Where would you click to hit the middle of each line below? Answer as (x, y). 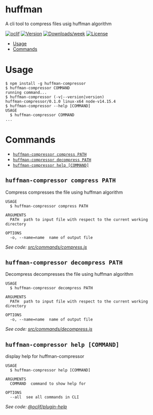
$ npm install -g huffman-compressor (46, 83)
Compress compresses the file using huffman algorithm (64, 192)
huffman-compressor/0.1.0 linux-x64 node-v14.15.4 (61, 101)
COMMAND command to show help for (48, 384)
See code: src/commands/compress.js (46, 247)
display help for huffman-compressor (45, 356)
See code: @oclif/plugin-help (36, 407)
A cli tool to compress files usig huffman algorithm (59, 24)
